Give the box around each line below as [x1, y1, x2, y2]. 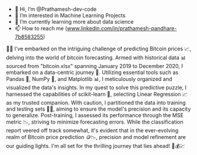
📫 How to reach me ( [14, 25, 67, 32]
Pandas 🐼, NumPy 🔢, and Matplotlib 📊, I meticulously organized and [6, 76, 173, 82]
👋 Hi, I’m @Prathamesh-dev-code [14, 6, 97, 12]
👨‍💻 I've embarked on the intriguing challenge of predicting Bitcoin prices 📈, [6, 45, 192, 52]
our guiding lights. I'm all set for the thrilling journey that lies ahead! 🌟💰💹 [6, 143, 185, 149]
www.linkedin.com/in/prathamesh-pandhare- [67, 25, 177, 32]
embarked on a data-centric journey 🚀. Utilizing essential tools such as [6, 69, 179, 76]
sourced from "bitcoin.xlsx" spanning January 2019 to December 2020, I [6, 63, 183, 69]
